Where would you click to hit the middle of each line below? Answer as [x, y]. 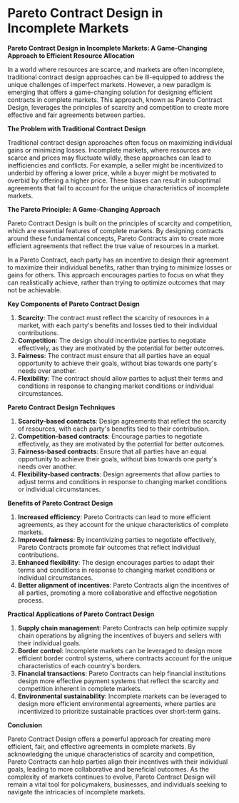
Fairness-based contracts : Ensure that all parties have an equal [112, 451]
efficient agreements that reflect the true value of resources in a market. [113, 246]
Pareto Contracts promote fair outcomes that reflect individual [109, 547]
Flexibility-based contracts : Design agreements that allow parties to [119, 474]
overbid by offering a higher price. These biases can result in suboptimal [114, 180]
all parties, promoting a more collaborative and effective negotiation [117, 593]
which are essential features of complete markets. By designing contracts [116, 230]
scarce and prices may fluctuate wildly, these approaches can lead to [110, 158]
